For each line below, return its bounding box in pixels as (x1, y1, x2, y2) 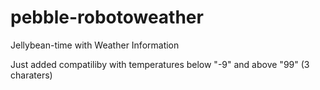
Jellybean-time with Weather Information (10, 39, 180, 51)
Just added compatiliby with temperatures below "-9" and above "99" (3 (10, 58, 310, 70)
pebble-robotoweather (10, 6, 204, 29)
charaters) (10, 69, 53, 81)
